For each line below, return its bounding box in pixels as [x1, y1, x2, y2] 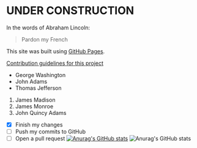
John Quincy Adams [15, 109, 67, 116]
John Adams [15, 78, 48, 85]
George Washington [15, 71, 66, 78]
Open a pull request [15, 135, 65, 142]
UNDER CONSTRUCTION [6, 4, 135, 18]
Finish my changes [15, 120, 63, 128]
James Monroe [15, 102, 54, 110]
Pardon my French [21, 35, 69, 43]
